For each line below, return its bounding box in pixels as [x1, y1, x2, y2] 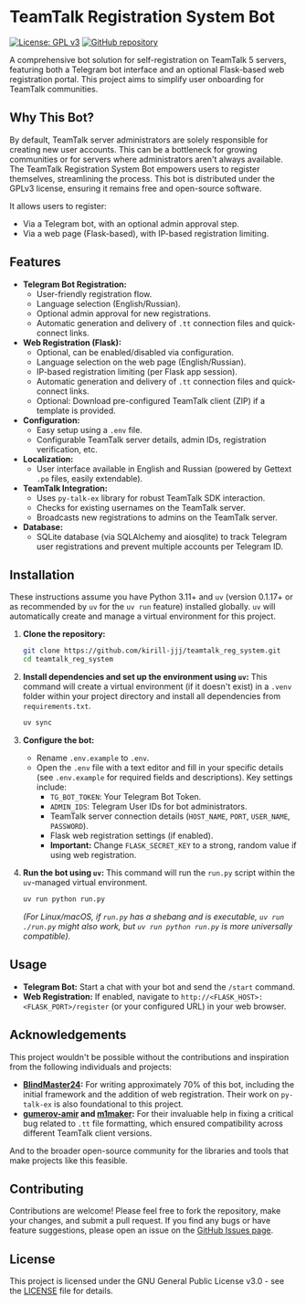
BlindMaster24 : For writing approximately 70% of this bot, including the [22, 1078, 295, 1089]
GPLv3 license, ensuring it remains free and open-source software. [9, 183, 262, 194]
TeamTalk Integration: [22, 483, 108, 493]
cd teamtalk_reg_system [22, 655, 114, 664]
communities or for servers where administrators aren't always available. [9, 154, 283, 164]
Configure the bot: [22, 735, 95, 746]
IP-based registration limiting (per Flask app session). [36, 366, 237, 377]
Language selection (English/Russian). [36, 298, 181, 309]
